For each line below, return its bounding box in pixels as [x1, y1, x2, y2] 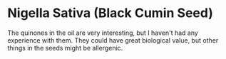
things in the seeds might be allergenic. [7, 43, 123, 52]
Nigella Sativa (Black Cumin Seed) [7, 5, 214, 21]
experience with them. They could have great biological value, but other [7, 36, 219, 44]
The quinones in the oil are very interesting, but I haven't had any [7, 28, 198, 37]
